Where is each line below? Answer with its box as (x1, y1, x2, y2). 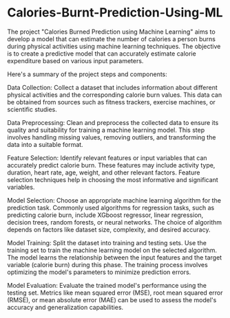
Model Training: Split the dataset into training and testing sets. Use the (7, 238, 207, 247)
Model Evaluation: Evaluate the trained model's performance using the (7, 281, 207, 289)
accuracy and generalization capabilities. (7, 303, 124, 311)
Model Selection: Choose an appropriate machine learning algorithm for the (7, 196, 222, 204)
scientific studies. (7, 105, 57, 113)
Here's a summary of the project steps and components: (7, 70, 167, 78)
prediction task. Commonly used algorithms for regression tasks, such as (7, 203, 215, 212)
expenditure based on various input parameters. (7, 56, 144, 65)
